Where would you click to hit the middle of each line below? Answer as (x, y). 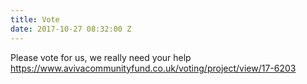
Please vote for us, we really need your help (101, 57)
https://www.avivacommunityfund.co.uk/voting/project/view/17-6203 (153, 68)
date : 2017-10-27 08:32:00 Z (71, 29)
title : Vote (35, 19)
